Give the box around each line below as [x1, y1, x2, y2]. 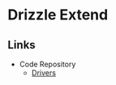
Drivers [31, 68, 56, 78]
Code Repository [19, 59, 76, 69]
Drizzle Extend [7, 6, 109, 24]
